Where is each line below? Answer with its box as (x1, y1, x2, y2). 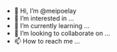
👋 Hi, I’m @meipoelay (13, 7, 77, 15)
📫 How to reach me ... (13, 37, 80, 45)
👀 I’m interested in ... (13, 14, 74, 22)
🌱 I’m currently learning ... (13, 22, 90, 30)
